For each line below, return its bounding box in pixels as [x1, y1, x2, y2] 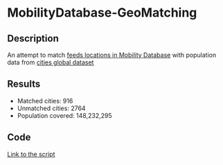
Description [7, 33, 59, 44]
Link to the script [7, 150, 55, 158]
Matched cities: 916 [17, 96, 73, 105]
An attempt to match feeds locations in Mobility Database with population [7, 51, 217, 59]
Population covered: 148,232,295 [17, 111, 112, 119]
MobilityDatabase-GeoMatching [7, 5, 197, 21]
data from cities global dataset [7, 58, 94, 67]
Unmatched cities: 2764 [17, 104, 86, 112]
